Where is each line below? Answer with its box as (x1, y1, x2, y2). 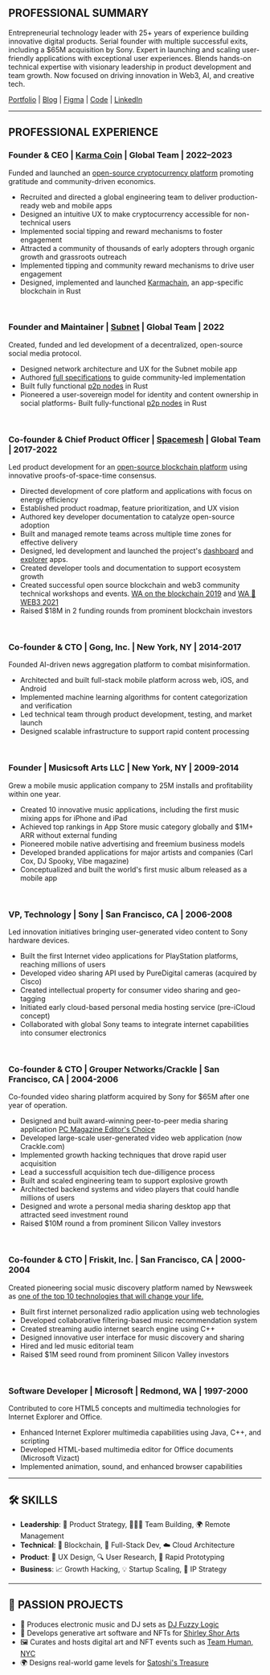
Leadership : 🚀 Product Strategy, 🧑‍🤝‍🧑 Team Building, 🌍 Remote (19, 1519, 231, 1529)
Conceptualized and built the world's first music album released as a (19, 864, 247, 874)
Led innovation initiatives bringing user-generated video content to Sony (8, 926, 248, 936)
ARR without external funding (19, 830, 118, 840)
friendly (8, 53, 35, 63)
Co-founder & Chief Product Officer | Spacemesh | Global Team (8, 433, 261, 445)
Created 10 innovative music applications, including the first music (19, 804, 239, 815)
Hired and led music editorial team (19, 1340, 134, 1350)
